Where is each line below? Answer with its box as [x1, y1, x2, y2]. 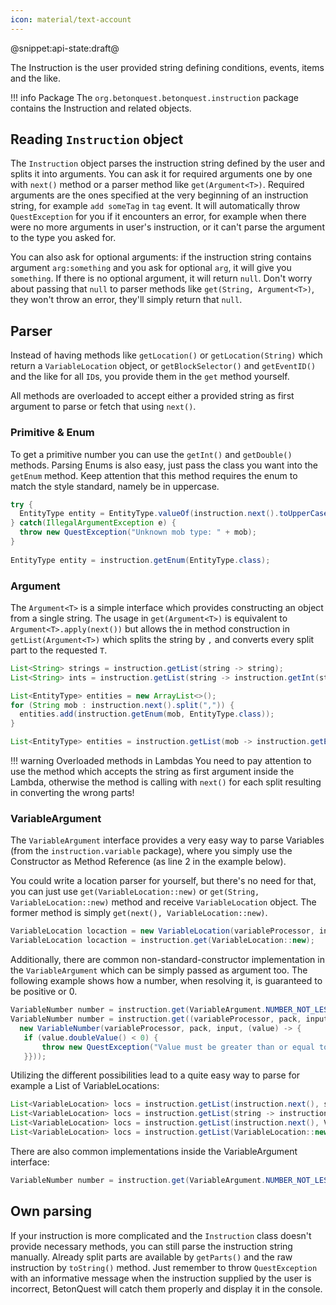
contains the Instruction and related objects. [10, 102, 192, 114]
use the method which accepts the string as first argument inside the [10, 766, 295, 778]
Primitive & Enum [10, 426, 95, 440]
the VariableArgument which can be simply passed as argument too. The [10, 964, 308, 976]
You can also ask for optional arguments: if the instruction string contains [10, 251, 312, 263]
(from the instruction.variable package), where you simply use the [10, 845, 293, 857]
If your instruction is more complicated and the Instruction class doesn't [10, 1229, 312, 1241]
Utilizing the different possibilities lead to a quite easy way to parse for [10, 1069, 301, 1081]
